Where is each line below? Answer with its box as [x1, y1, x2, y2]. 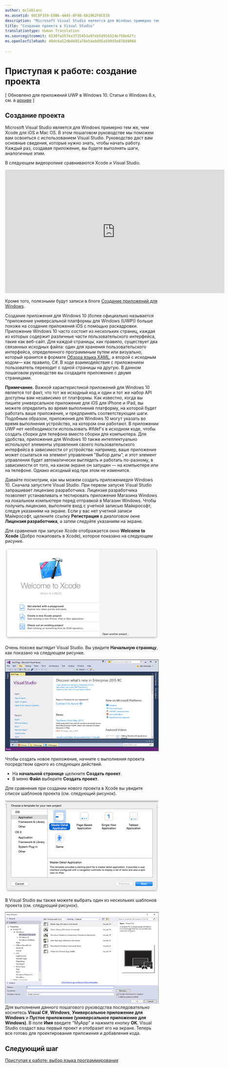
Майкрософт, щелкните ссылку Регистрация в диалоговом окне [5, 513, 140, 519]
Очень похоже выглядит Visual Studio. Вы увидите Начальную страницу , [5, 645, 158, 651]
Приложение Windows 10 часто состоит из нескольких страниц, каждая [5, 328, 155, 334]
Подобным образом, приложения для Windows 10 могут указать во [5, 415, 146, 421]
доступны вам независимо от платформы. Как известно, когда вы [5, 394, 143, 400]
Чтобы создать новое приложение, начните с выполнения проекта [5, 756, 145, 762]
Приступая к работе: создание [5, 65, 137, 77]
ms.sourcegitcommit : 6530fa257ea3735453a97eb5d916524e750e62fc [5, 34, 136, 39]
